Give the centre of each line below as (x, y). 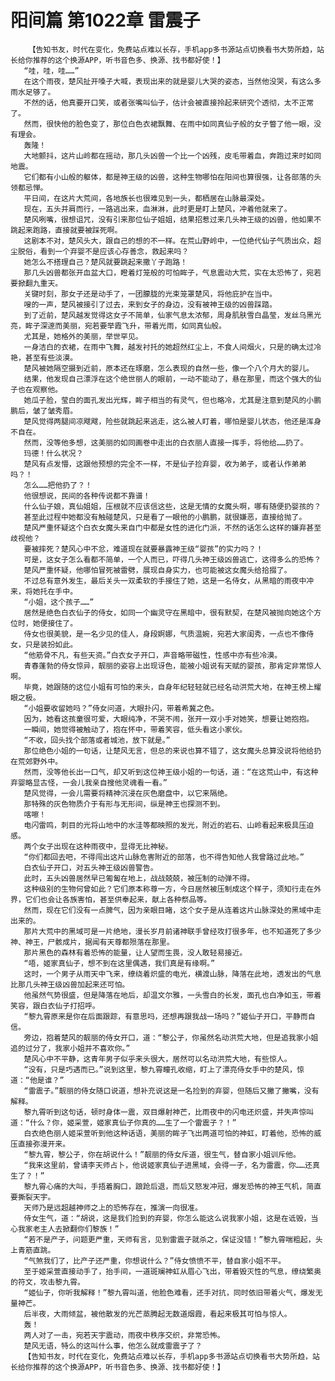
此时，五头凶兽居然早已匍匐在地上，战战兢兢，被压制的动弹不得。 (139, 878)
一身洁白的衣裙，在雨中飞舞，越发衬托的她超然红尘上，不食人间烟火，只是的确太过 (169, 347)
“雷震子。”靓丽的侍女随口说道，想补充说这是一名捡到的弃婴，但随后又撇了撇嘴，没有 (171, 1091)
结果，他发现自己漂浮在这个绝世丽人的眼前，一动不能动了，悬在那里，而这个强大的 (169, 379)
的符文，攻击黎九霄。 (47, 1282)
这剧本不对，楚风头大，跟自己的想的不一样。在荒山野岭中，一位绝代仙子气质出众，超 (172, 241)
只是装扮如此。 (51, 644)
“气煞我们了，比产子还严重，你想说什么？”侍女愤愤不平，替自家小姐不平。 (155, 1261)
